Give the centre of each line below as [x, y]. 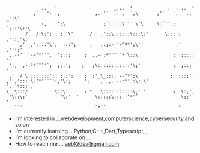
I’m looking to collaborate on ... [53, 137]
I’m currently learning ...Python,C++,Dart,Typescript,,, [81, 131]
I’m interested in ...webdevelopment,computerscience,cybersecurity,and [105, 118]
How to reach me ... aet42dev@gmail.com [67, 144]
